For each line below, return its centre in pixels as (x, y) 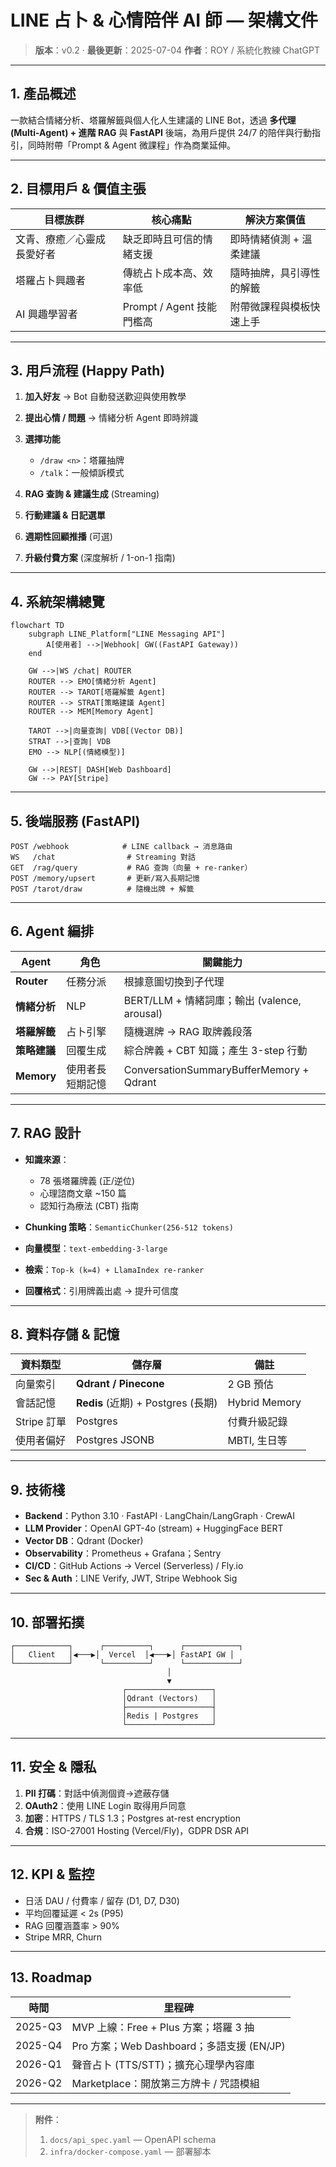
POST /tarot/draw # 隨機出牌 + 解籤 (102, 889)
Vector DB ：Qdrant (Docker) (84, 1541)
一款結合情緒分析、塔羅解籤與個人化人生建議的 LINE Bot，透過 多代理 (153, 120)
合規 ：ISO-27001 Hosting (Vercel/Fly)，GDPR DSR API (137, 1830)
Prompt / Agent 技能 (169, 306)
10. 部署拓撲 (47, 1622)
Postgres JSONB (115, 1440)
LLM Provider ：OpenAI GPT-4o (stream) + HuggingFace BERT (154, 1528)
